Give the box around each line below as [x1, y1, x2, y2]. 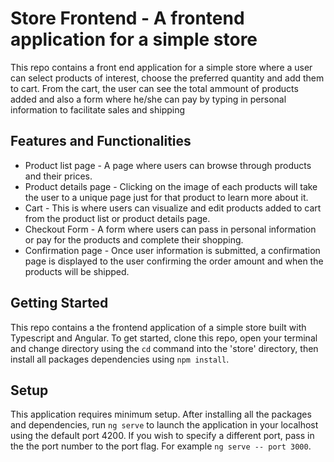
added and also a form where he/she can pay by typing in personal [10, 93, 287, 105]
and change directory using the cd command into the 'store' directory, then [10, 342, 319, 354]
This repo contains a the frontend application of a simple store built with [10, 321, 307, 333]
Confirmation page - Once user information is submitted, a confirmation [24, 244, 321, 256]
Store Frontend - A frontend [10, 7, 245, 30]
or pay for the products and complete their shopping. [24, 233, 244, 246]
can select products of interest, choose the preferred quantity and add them [10, 72, 325, 84]
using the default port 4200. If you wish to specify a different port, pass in [10, 430, 315, 442]
